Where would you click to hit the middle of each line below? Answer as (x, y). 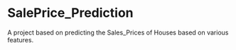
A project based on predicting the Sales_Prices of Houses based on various (118, 32)
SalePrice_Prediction (70, 13)
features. (21, 39)
